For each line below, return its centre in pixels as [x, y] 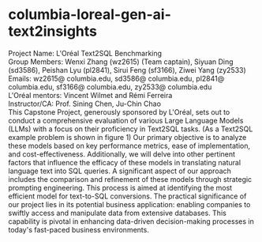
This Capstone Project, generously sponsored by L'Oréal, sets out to [119, 112]
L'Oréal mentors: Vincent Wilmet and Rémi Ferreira [90, 95]
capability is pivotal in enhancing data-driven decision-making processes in [131, 221]
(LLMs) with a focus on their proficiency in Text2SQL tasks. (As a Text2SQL [131, 129]
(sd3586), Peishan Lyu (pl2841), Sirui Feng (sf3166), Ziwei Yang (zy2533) [127, 70]
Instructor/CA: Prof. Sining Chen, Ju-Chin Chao [85, 104]
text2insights [52, 31]
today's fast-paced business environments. [79, 229]
